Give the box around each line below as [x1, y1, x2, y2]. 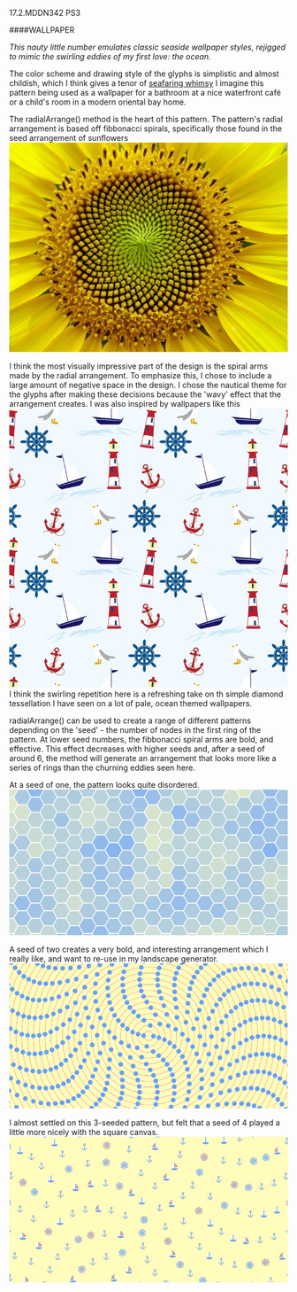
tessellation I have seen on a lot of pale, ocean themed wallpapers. [9, 698, 253, 708]
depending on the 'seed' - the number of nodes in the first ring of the [9, 725, 262, 735]
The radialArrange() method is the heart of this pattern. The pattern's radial [9, 114, 283, 124]
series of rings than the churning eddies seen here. [9, 762, 196, 773]
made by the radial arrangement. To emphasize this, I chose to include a [9, 370, 272, 380]
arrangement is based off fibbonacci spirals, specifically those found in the [9, 123, 283, 134]
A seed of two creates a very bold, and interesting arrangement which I [9, 944, 269, 954]
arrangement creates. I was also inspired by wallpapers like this [9, 399, 240, 409]
